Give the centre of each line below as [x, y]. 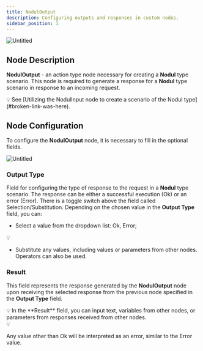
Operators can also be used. [51, 256]
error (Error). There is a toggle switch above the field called [81, 201]
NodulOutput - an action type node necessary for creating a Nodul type [98, 75]
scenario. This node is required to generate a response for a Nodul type [97, 81]
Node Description [41, 60]
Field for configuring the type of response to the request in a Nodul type [98, 188]
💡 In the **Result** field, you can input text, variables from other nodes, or [101, 310]
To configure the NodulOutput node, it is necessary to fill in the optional [97, 140]
